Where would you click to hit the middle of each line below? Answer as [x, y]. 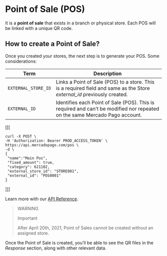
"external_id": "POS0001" [34, 175]
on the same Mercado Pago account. [99, 115]
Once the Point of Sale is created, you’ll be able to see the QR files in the [79, 243]
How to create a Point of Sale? [52, 44]
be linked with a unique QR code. [39, 28]
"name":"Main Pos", [28, 158]
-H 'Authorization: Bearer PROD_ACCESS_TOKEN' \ [56, 140]
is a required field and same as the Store [103, 88]
